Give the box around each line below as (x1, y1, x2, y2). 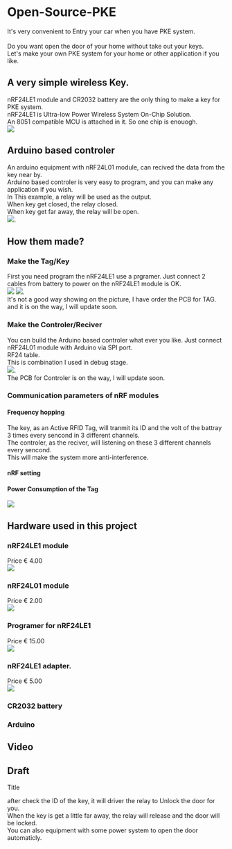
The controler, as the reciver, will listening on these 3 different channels (7, 438, 211, 447)
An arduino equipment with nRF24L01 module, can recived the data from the (7, 163, 225, 171)
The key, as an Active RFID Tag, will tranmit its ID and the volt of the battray (7, 423, 222, 431)
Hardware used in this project (7, 520, 137, 531)
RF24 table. (7, 350, 40, 358)
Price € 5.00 (7, 677, 43, 685)
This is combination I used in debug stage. (7, 358, 128, 366)
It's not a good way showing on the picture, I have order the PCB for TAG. (7, 295, 217, 304)
